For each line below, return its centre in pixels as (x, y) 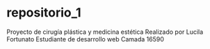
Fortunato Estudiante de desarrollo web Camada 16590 (86, 39)
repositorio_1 (44, 13)
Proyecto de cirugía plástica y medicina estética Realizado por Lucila (105, 32)
